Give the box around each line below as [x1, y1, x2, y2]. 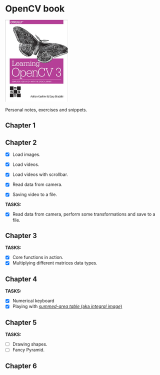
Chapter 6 [5, 361, 37, 370]
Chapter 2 [5, 138, 37, 146]
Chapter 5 [5, 318, 37, 326]
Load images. [12, 151, 41, 157]
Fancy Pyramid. [12, 347, 45, 353]
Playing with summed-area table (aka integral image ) [12, 303, 122, 309]
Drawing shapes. [12, 341, 47, 347]
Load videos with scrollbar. [12, 171, 68, 177]
